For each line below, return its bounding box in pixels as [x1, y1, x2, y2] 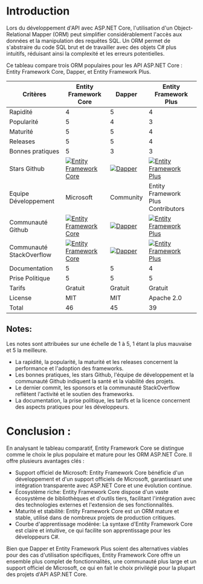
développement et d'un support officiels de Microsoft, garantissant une [14, 475, 193, 482]
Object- [174, 24, 193, 31]
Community [109, 193, 143, 201]
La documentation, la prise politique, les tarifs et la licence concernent [14, 397, 190, 404]
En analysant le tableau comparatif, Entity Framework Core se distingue [6, 444, 184, 452]
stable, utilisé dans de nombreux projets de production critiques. [14, 514, 176, 521]
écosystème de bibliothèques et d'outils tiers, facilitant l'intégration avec [14, 495, 196, 502]
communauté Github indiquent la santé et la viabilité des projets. [14, 377, 175, 384]
